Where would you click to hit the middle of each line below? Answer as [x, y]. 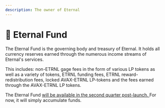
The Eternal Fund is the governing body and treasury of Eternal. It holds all [82, 49]
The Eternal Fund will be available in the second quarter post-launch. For [81, 95]
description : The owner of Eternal [43, 10]
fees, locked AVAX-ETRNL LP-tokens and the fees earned [94, 80]
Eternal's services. [24, 59]
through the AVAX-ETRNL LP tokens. [43, 85]
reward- [130, 74]
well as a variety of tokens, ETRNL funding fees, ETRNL [63, 74]
